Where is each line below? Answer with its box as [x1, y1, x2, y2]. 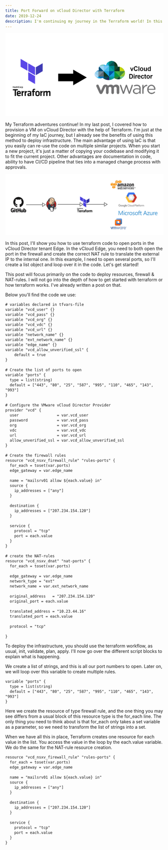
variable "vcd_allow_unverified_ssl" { [5, 347, 89, 352]
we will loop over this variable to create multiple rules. [5, 668, 116, 674]
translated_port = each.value [10, 614, 73, 619]
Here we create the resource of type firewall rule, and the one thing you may [5, 708, 163, 714]
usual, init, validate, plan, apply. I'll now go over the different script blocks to [5, 648, 162, 654]
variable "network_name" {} [5, 332, 64, 337]
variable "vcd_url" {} [5, 327, 53, 332]
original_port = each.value [10, 599, 69, 604]
